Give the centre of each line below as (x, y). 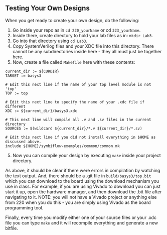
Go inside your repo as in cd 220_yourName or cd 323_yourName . (76, 30)
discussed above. (23, 142)
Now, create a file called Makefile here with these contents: (74, 62)
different (16, 106)
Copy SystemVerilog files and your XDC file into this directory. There (83, 46)
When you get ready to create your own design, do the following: (72, 20)
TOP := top (17, 93)
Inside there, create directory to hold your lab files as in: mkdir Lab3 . (83, 35)
